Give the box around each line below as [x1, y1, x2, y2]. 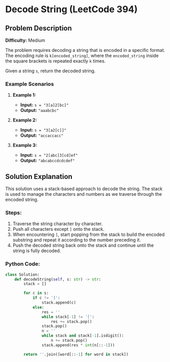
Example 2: [12, 117, 37, 123]
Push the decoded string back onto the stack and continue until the [12, 243, 154, 249]
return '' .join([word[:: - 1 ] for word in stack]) [23, 352, 129, 357]
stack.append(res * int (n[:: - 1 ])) [41, 342, 115, 348]
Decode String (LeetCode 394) [5, 4, 138, 15]
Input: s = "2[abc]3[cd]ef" [20, 152, 78, 158]
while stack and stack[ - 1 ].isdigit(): [41, 333, 124, 339]
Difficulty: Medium [5, 37, 46, 43]
